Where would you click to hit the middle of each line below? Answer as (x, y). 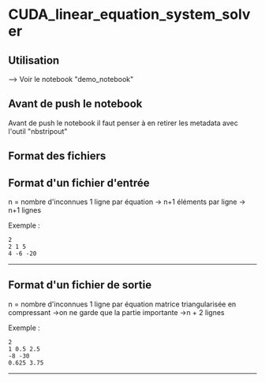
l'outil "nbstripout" (38, 131)
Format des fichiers (57, 156)
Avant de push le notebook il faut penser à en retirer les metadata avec (123, 123)
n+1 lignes (25, 210)
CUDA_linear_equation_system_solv (129, 15)
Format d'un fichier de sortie (80, 285)
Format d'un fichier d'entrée (79, 183)
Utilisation (34, 60)
